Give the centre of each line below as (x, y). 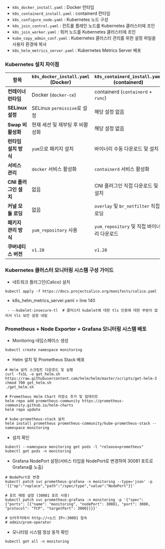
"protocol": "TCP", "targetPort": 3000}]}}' (51, 508)
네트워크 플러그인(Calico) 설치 (41, 282)
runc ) (101, 98)
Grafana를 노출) (28, 467)
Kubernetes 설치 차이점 (32, 64)
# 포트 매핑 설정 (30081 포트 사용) (37, 495)
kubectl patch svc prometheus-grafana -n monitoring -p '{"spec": (74, 500)
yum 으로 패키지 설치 (53, 149)
